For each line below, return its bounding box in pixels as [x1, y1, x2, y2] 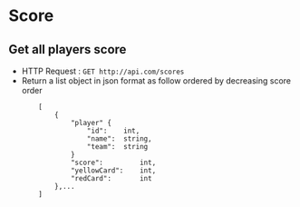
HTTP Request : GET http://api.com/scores [21, 65, 185, 76]
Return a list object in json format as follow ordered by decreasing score [21, 75, 292, 86]
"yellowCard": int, [70, 166, 157, 175]
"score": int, [70, 158, 157, 167]
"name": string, [86, 134, 152, 143]
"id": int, [86, 126, 140, 135]
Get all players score [8, 42, 127, 57]
